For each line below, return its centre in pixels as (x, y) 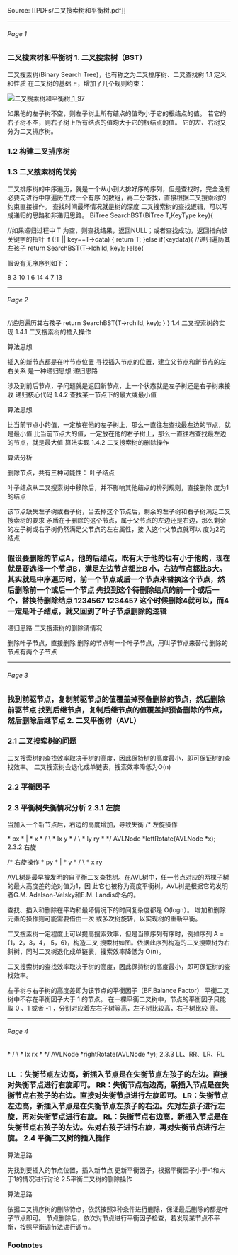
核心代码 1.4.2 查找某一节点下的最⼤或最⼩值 (92, 394)
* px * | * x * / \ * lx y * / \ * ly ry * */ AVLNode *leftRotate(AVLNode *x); (112, 839)
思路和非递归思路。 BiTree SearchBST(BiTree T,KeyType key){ (123, 215)
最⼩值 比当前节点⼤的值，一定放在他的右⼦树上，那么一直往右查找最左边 (120, 433)
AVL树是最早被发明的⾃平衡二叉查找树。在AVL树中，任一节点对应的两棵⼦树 (118, 878)
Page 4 (18, 1031)
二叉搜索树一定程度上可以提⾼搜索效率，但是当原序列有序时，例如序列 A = (116, 934)
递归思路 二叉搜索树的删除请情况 (55, 628)
